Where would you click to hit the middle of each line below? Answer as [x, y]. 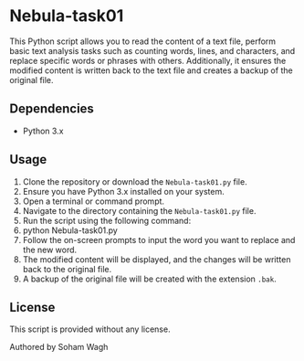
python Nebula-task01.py [70, 230]
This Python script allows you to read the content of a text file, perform [143, 41]
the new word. [50, 250]
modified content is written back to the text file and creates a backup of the [152, 70]
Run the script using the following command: [107, 220]
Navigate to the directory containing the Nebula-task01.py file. [139, 210]
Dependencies [52, 109]
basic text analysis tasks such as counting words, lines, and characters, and [152, 50]
